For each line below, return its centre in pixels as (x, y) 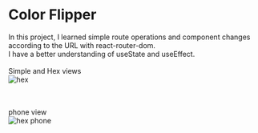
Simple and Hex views (45, 71)
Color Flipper (52, 15)
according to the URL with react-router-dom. (82, 45)
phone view (28, 112)
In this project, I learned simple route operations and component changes (129, 37)
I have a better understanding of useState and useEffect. (102, 54)
